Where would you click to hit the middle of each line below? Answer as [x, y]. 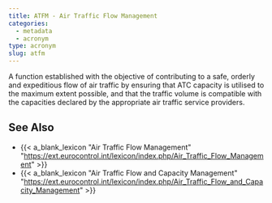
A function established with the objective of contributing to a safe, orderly [132, 76]
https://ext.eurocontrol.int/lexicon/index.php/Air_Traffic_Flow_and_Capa [144, 181]
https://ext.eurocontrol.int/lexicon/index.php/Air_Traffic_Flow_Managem [144, 155]
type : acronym [32, 46]
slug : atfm [27, 53]
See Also [31, 127]
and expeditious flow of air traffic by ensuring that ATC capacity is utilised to [136, 85]
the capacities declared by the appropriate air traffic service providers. [127, 102]
